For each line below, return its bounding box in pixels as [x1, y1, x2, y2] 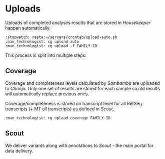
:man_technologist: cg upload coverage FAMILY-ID [5, 115, 111, 120]
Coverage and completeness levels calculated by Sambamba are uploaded [5, 80, 160, 86]
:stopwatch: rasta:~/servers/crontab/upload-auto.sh [5, 35, 117, 40]
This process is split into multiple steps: [5, 52, 86, 58]
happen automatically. [5, 25, 51, 31]
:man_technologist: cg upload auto [5, 39, 79, 44]
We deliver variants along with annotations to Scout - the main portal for [5, 142, 154, 148]
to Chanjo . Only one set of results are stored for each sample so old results [5, 85, 160, 91]
